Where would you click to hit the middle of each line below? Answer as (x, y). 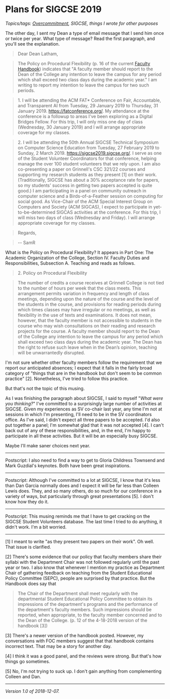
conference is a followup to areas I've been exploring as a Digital (85, 116)
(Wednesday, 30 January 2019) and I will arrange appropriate (81, 127)
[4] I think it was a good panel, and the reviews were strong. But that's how (83, 656)
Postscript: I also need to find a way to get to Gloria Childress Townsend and (85, 460)
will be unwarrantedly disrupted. (51, 352)
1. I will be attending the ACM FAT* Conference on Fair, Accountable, (89, 100)
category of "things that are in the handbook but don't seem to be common (83, 373)
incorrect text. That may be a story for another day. (59, 646)
